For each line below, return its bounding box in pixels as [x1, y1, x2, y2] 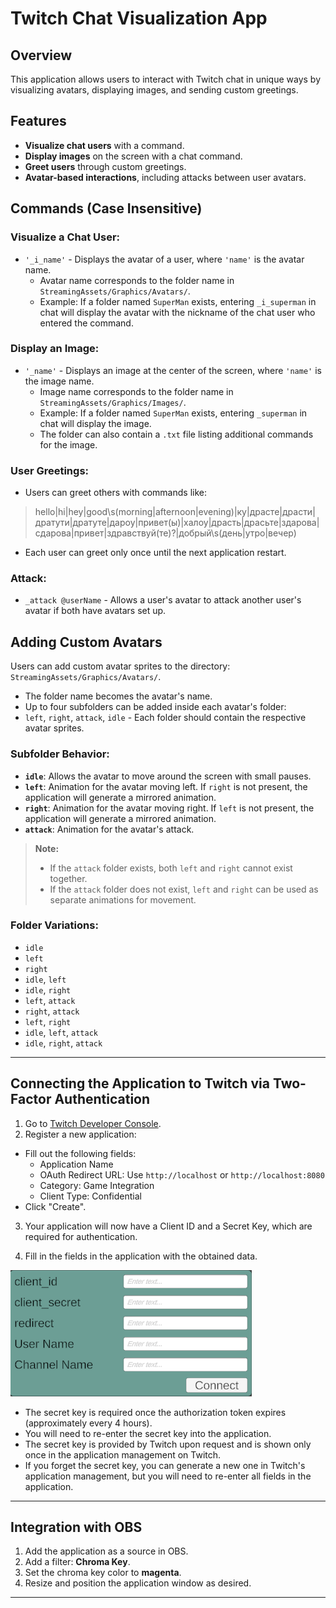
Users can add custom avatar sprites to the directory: [10, 660, 231, 672]
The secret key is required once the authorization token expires [24, 1406, 287, 1418]
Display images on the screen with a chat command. [24, 150, 243, 162]
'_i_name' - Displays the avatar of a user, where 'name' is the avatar [24, 253, 305, 265]
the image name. [24, 375, 95, 387]
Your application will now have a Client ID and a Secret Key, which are [24, 1220, 313, 1232]
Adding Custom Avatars [10, 633, 163, 651]
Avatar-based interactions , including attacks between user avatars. [24, 171, 307, 183]
